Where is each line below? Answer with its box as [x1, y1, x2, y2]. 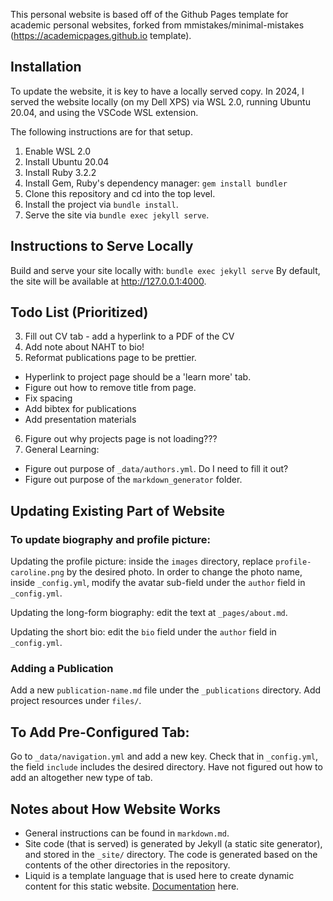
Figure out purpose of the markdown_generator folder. [24, 474, 243, 486]
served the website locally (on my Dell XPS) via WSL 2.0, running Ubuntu [10, 95, 311, 108]
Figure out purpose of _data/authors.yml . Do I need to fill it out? [24, 463, 289, 475]
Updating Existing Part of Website [10, 502, 226, 519]
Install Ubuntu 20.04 [24, 155, 110, 168]
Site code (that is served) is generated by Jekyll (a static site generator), [24, 838, 323, 850]
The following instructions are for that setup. [10, 125, 193, 138]
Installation [10, 59, 82, 76]
